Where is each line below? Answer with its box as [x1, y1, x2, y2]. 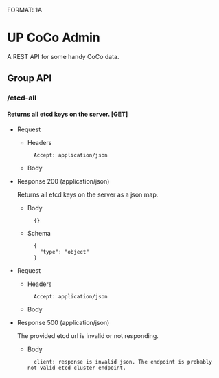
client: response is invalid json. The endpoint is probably [33, 359, 213, 366]
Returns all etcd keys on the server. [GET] [7, 110, 128, 118]
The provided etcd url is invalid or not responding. [16, 332, 159, 340]
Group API [7, 72, 52, 85]
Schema [27, 230, 51, 238]
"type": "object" [40, 249, 89, 256]
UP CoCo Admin [7, 30, 101, 45]
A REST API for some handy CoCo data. [7, 52, 119, 60]
